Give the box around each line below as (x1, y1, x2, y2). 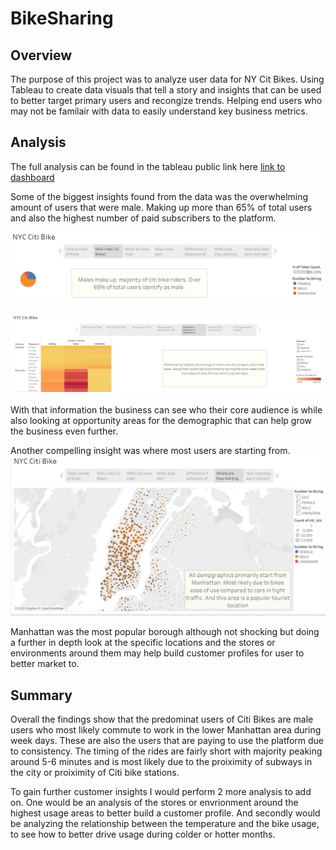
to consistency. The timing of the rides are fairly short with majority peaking (10, 745, 323, 757)
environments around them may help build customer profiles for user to (10, 647, 305, 659)
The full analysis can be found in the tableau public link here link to (10, 160, 286, 172)
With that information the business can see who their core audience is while (10, 404, 323, 416)
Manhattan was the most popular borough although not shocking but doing (10, 626, 320, 638)
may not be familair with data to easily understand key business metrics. (10, 105, 308, 117)
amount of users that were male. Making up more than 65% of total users (10, 201, 313, 213)
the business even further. (10, 425, 118, 437)
